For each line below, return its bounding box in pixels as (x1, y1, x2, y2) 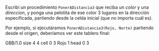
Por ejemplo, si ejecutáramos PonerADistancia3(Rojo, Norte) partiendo (5, 25, 154, 31)
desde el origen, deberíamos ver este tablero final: (5, 30, 110, 36)
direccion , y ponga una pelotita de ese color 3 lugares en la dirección (5, 10, 149, 16)
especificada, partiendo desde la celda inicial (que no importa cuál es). (5, 15, 153, 21)
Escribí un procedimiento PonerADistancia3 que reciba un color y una (5, 5, 149, 10)
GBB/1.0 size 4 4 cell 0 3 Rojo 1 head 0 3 (5, 40, 89, 46)
